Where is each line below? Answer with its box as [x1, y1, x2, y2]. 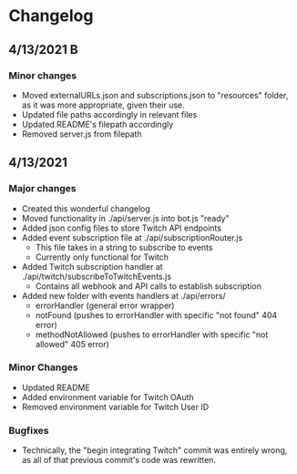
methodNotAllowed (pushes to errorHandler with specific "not [35, 329, 269, 340]
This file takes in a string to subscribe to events [35, 242, 213, 252]
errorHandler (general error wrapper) [35, 300, 175, 311]
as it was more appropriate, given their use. [21, 99, 186, 110]
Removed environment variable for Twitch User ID [21, 401, 210, 412]
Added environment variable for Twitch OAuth [21, 391, 195, 402]
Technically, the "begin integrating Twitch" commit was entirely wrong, [21, 445, 288, 456]
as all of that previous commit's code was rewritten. [21, 455, 216, 466]
